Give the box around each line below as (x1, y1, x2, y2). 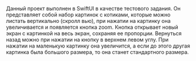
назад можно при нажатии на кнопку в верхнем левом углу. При (6, 36, 169, 43)
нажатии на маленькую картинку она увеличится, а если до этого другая (6, 42, 190, 49)
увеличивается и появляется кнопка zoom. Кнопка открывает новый (6, 23, 178, 30)
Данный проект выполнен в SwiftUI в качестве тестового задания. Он (6, 5, 181, 12)
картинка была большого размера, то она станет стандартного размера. (6, 49, 189, 55)
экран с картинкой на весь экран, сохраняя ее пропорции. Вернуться (6, 30, 182, 37)
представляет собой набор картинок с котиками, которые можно (6, 11, 171, 18)
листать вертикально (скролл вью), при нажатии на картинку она (6, 18, 171, 24)
